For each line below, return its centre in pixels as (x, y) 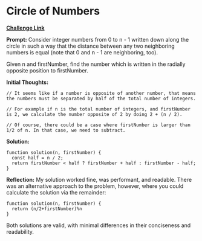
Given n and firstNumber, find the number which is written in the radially (96, 64)
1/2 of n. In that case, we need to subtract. (66, 130)
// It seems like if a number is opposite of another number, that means (101, 93)
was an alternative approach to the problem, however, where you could (95, 186)
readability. (20, 231)
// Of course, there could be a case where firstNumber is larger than (98, 125)
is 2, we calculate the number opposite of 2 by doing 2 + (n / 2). (94, 114)
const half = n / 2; (37, 158)
